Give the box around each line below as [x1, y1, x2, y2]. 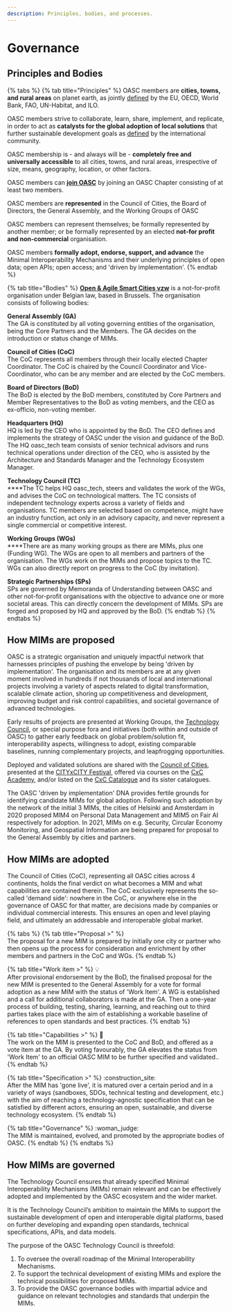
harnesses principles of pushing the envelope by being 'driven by [7, 660, 194, 668]
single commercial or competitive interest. [7, 520, 127, 529]
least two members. [7, 185, 64, 194]
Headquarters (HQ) [7, 418, 64, 427]
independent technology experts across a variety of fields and [7, 498, 185, 507]
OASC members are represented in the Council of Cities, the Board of [7, 199, 206, 207]
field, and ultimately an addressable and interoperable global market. [7, 916, 204, 925]
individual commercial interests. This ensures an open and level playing [7, 909, 211, 917]
